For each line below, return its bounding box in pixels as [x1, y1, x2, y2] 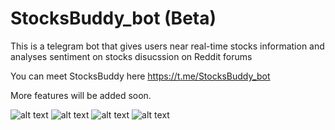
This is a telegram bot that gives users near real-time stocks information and [10, 40, 325, 52]
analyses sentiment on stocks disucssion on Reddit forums [10, 50, 253, 62]
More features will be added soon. [10, 89, 152, 101]
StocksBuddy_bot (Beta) [10, 7, 217, 30]
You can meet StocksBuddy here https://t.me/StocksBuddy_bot [10, 70, 271, 82]
